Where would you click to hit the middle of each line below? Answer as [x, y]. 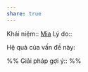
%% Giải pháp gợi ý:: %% [44, 61]
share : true [24, 14]
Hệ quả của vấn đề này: [41, 47]
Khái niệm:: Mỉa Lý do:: [39, 34]
